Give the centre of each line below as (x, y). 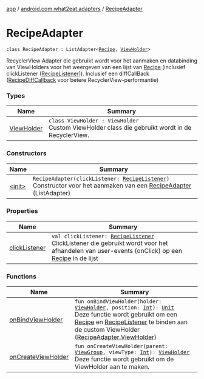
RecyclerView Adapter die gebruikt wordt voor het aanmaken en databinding (102, 61)
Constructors (26, 153)
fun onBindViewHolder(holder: (118, 302)
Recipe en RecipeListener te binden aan (131, 322)
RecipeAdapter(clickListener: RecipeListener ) (101, 179)
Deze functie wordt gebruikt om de (124, 359)
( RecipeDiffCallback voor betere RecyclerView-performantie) (83, 80)
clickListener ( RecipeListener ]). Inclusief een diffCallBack (78, 73)
